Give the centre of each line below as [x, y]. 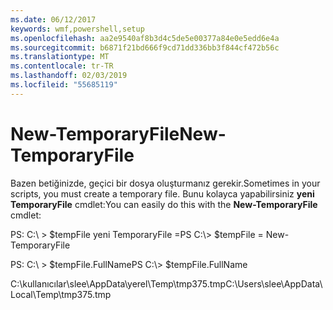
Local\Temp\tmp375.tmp [61, 294]
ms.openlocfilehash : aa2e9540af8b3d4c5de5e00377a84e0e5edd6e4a [145, 38]
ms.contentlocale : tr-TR [62, 66]
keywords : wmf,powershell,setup [77, 29]
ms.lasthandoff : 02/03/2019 [69, 76]
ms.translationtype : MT [60, 57]
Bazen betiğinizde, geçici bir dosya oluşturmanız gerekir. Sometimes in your [165, 183]
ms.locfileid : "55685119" [64, 85]
